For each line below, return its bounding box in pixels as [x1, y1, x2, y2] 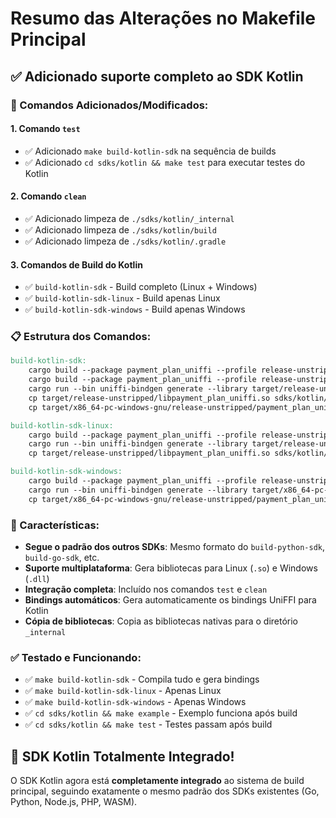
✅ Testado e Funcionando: [10, 650, 142, 664]
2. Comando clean [10, 190, 87, 202]
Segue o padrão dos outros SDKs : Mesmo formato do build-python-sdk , [24, 540, 325, 552]
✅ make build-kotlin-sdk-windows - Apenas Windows [24, 696, 247, 708]
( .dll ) [24, 572, 50, 584]
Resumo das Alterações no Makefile [10, 7, 316, 30]
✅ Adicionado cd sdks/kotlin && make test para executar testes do [24, 156, 306, 168]
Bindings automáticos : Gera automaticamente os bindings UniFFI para [24, 593, 317, 606]
